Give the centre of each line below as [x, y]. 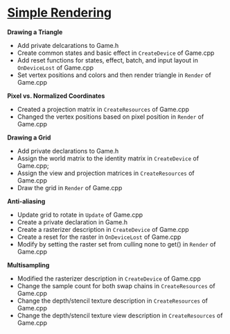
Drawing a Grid [29, 137]
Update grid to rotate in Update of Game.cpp [80, 215]
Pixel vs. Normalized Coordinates [56, 96]
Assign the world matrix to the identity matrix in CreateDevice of [108, 158]
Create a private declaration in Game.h [72, 222]
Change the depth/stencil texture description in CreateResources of [113, 301]
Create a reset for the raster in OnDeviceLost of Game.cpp [99, 237]
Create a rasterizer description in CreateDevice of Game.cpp [103, 229]
